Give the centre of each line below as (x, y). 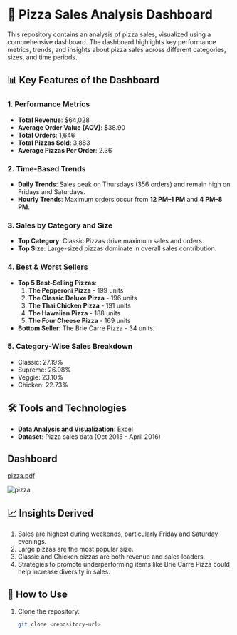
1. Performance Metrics (49, 104)
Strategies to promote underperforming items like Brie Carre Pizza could (123, 564)
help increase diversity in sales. (64, 572)
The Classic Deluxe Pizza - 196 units (83, 298)
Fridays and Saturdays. (51, 191)
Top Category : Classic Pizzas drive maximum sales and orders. (111, 241)
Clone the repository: (49, 611)
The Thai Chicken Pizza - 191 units (80, 305)
